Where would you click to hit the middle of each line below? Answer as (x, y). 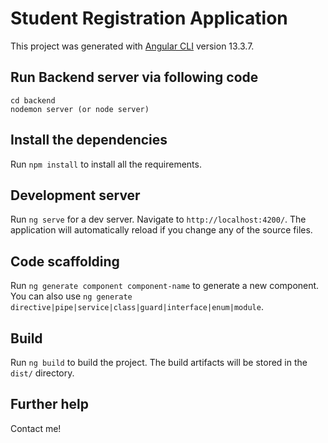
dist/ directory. (42, 373)
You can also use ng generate (71, 296)
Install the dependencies (89, 140)
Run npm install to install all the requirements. (106, 164)
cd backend (33, 100)
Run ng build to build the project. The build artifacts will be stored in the (159, 362)
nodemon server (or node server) (80, 109)
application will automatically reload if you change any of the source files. (161, 230)
